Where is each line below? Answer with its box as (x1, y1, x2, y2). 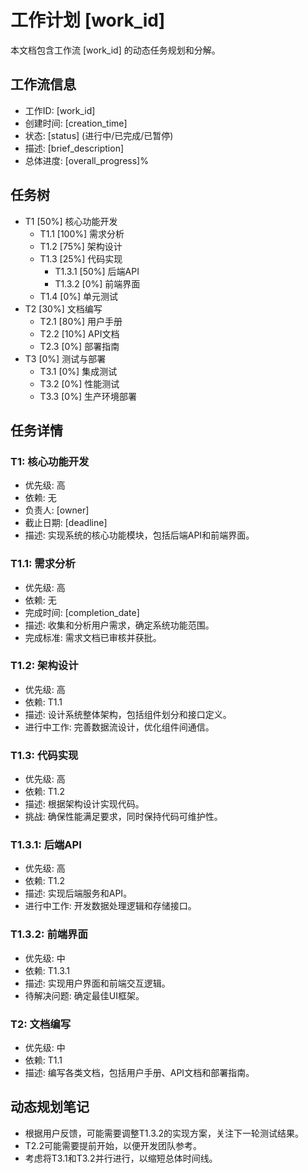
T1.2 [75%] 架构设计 (39, 240, 123, 252)
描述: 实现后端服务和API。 (24, 887, 133, 900)
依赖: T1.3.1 (24, 964, 71, 976)
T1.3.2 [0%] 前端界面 (54, 277, 141, 290)
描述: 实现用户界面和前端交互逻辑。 (24, 977, 171, 989)
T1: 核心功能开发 (10, 454, 90, 468)
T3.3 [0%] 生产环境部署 (39, 390, 137, 402)
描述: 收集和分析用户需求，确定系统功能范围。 (24, 619, 215, 631)
